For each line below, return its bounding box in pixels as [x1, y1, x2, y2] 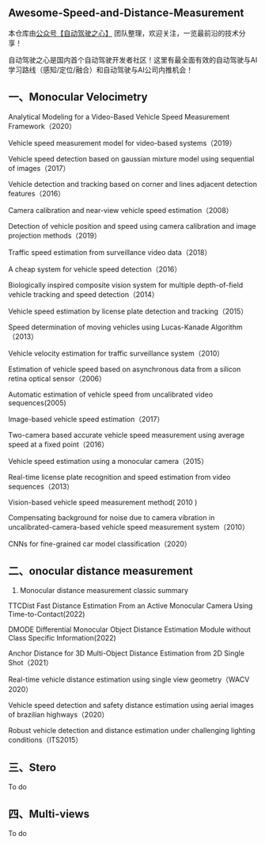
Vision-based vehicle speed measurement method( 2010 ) [8, 497, 198, 507]
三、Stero [8, 760, 57, 774]
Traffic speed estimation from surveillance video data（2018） [8, 247, 212, 257]
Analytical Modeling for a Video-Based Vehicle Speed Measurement [8, 112, 230, 121]
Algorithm [210, 322, 243, 332]
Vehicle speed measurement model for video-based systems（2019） [8, 138, 237, 147]
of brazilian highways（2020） [8, 710, 109, 720]
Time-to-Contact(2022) [8, 610, 85, 619]
